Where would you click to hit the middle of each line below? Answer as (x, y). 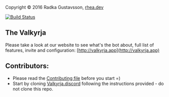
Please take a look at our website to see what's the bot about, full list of (80, 45)
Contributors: (27, 66)
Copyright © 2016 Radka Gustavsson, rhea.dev (54, 7)
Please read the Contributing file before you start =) (66, 78)
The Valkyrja (26, 33)
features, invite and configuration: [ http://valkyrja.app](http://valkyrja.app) (82, 50)
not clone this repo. (33, 89)
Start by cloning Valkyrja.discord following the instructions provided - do (88, 83)
